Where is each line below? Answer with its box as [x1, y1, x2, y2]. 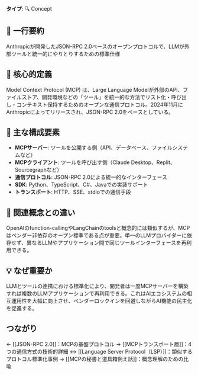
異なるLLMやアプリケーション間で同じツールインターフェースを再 [26, 239, 187, 246]
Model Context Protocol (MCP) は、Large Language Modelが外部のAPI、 [6, 86, 183, 93]
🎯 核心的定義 [6, 69, 52, 79]
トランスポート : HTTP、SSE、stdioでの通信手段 [14, 188, 131, 195]
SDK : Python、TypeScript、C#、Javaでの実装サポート [14, 181, 148, 188]
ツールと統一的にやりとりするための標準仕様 [11, 50, 120, 57]
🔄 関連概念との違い [6, 207, 76, 217]
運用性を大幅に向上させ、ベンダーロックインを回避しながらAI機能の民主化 [11, 297, 193, 305]
